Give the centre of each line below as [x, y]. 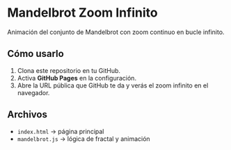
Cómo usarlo [35, 54]
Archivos [27, 115]
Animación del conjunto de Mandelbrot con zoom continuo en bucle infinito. [116, 32]
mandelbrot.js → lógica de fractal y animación [84, 139]
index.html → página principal [61, 131]
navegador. [33, 92]
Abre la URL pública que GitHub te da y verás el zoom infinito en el [113, 85]
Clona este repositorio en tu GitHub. [69, 70]
